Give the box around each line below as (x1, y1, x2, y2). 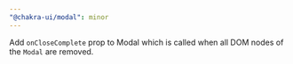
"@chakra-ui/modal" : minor (9, 12, 109, 22)
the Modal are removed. (9, 46, 94, 57)
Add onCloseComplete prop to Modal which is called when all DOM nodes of (9, 37, 284, 47)
